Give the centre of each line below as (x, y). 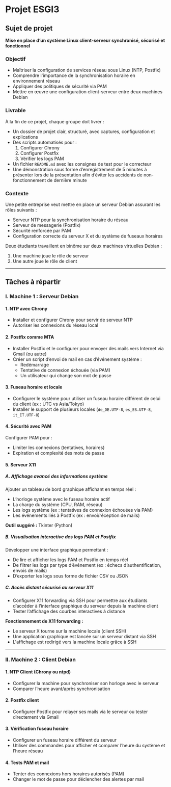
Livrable (16, 111)
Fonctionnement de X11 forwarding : (44, 621)
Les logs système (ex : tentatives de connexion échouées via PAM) (83, 510)
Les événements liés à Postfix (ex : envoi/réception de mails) (76, 515)
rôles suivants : (21, 209)
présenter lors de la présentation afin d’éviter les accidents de (77, 175)
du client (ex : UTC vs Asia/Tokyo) (48, 404)
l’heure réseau (28, 751)
